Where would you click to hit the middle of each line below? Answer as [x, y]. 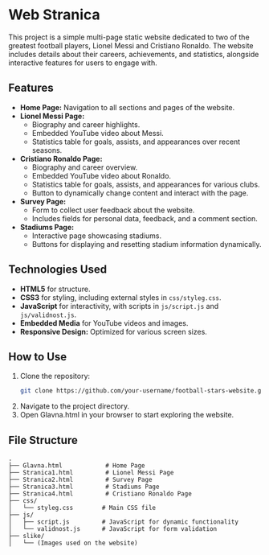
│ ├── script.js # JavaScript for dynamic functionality [124, 522]
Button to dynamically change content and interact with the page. [140, 193]
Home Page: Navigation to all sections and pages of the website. [127, 107]
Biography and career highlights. [86, 124]
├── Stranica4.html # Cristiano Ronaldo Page [100, 494]
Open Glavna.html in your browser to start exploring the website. [127, 415]
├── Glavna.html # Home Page [77, 466]
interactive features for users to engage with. [83, 63]
